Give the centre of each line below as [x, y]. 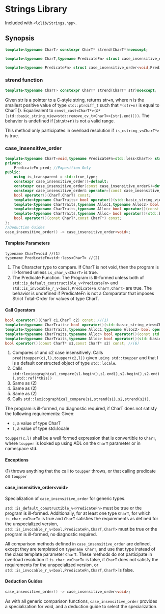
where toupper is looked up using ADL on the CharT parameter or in [73, 443]
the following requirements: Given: [40, 414]
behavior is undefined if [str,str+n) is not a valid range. [60, 121]
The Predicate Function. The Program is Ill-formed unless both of [78, 277]
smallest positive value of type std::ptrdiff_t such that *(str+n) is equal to [82, 105]
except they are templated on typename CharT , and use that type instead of [80, 549]
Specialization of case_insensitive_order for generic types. [66, 498]
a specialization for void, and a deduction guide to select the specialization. [81, 606]
